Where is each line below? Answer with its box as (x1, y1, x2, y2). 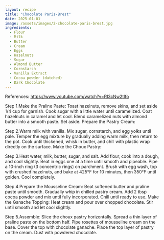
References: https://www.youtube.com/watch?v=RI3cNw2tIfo (5, 94, 129, 99)
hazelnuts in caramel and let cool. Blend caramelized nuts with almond (5, 113, 147, 119)
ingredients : (5, 25, 32, 30)
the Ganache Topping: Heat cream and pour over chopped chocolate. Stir (5, 199, 153, 205)
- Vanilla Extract (9, 71, 47, 76)
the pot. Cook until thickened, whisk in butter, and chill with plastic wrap (5, 138, 150, 144)
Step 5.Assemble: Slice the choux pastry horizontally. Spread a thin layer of (5, 214, 157, 219)
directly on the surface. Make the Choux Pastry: (5, 144, 102, 149)
